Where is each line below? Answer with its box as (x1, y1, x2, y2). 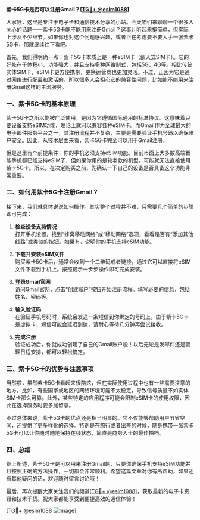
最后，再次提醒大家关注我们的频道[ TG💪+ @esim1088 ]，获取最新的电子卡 (6, 488, 185, 495)
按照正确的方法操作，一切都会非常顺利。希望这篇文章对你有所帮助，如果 (11, 468, 189, 475)
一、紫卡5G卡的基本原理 (6, 100, 76, 108)
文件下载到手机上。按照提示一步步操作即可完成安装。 (14, 265, 146, 273)
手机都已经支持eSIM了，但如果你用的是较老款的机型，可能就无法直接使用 (11, 157, 191, 164)
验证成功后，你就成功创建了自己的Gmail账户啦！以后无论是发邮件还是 (14, 341, 186, 348)
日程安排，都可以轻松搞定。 (20, 348, 88, 355)
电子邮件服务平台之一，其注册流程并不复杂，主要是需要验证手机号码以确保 (6, 129, 189, 137)
